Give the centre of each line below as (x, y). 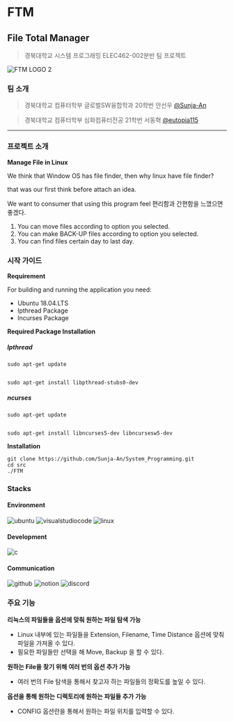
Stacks (19, 488)
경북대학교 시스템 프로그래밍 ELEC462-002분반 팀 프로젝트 (105, 55)
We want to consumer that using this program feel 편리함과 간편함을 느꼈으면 (115, 204)
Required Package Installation (52, 331)
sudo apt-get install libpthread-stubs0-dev (73, 382)
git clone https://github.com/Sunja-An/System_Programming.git (101, 459)
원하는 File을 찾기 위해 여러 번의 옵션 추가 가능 (69, 666)
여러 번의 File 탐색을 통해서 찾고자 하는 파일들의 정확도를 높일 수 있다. (111, 682)
